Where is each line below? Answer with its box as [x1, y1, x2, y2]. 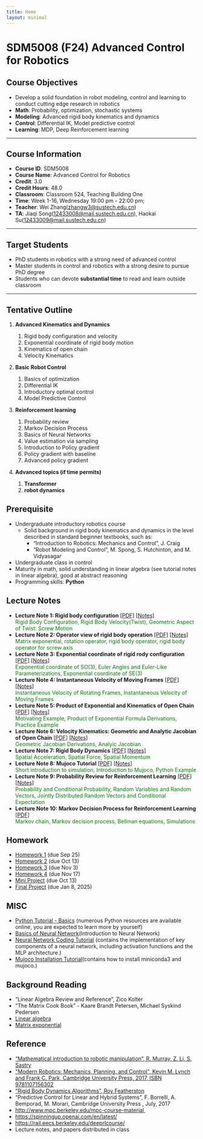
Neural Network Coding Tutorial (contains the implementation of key [14, 936, 185, 943]
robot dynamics [24, 486, 65, 494]
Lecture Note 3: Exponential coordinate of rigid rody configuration [14, 650, 185, 658]
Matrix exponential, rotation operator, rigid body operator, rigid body [14, 637, 185, 645]
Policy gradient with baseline [24, 450, 96, 457]
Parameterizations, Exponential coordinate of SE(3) [14, 670, 143, 677]
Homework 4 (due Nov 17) [14, 870, 80, 878]
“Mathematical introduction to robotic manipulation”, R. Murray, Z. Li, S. [14, 1055, 192, 1062]
